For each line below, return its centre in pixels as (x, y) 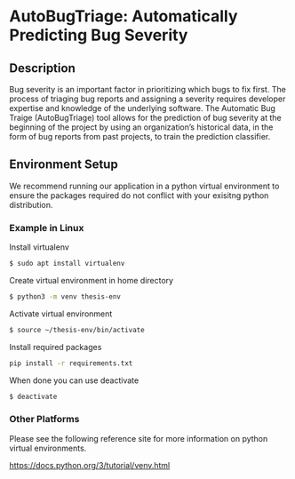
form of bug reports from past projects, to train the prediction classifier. (140, 136)
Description (42, 68)
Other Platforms (44, 419)
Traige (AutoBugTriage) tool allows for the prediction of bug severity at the (145, 118)
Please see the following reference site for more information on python (139, 438)
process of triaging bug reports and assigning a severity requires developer (147, 99)
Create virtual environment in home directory (92, 280)
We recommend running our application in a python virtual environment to (144, 186)
